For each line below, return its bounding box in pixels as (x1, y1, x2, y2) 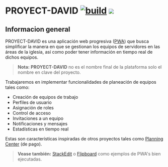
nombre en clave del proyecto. (17, 69, 81, 75)
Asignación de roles (12, 105, 54, 110)
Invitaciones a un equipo (12, 115, 64, 121)
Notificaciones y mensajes (12, 121, 68, 126)
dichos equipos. (5, 54, 39, 60)
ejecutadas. (17, 156, 42, 162)
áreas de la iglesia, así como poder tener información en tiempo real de (5, 49, 153, 55)
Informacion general (5, 25, 70, 34)
